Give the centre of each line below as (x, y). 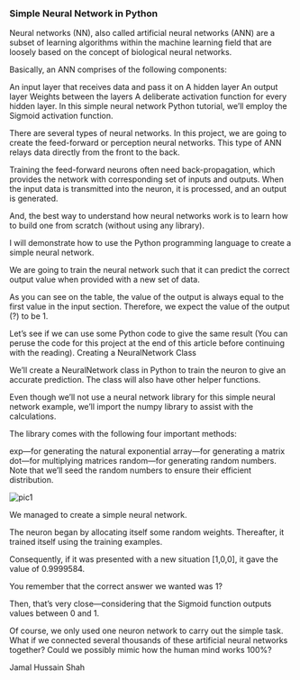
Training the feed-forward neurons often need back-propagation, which (142, 170)
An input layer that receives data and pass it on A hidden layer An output (144, 87)
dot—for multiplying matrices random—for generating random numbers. (143, 461)
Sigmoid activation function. (61, 116)
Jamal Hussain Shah (47, 667)
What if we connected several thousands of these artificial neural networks (149, 640)
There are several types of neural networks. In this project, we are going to (148, 133)
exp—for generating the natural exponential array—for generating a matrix (147, 451)
